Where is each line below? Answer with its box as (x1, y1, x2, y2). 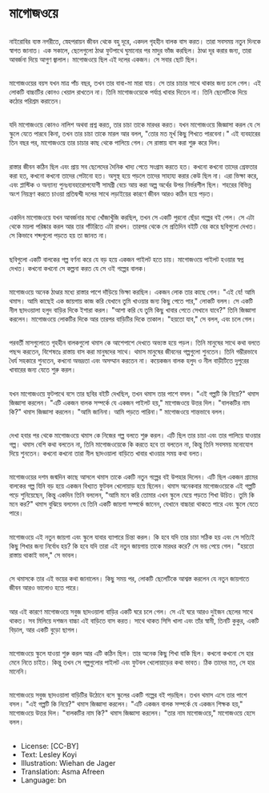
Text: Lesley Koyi (20, 750, 77, 759)
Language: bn (20, 775, 67, 785)
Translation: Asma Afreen (20, 767, 105, 776)
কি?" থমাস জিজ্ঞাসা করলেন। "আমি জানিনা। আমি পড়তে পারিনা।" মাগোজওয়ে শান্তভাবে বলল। (9, 407, 227, 416)
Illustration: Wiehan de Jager (20, 758, 116, 767)
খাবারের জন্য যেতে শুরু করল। (9, 365, 77, 374)
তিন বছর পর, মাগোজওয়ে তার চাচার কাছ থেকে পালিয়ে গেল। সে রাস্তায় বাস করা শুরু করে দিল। (9, 138, 222, 148)
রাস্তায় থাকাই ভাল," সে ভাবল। (9, 550, 79, 560)
